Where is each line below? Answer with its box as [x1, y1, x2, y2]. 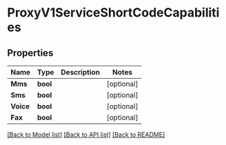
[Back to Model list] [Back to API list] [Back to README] [7, 130, 165, 139]
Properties [7, 47, 54, 59]
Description [61, 68, 100, 77]
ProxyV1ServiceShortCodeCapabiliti [7, 5, 220, 21]
